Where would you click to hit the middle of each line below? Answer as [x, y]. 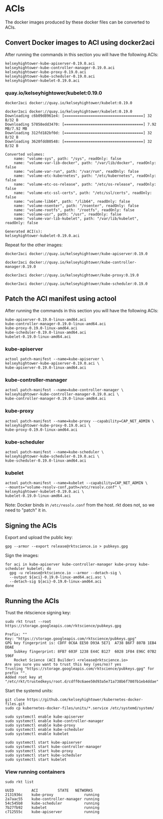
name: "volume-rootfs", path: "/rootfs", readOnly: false [74, 210]
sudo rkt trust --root [28, 621]
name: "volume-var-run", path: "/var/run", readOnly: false [76, 172]
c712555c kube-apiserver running [52, 812]
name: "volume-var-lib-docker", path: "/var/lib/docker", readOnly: [85, 163]
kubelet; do [39, 569]
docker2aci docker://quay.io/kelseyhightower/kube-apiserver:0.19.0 [76, 254]
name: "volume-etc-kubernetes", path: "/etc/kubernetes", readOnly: [85, 176]
